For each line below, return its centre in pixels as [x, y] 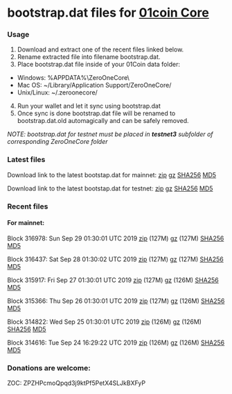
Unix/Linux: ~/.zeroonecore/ [57, 92]
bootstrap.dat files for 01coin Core [108, 13]
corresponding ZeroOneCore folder [57, 142]
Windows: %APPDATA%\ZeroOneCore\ [73, 78]
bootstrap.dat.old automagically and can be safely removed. [103, 121]
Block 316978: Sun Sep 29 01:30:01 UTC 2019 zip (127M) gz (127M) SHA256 [116, 238]
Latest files [26, 160]
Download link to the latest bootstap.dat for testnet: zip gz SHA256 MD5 [110, 188]
